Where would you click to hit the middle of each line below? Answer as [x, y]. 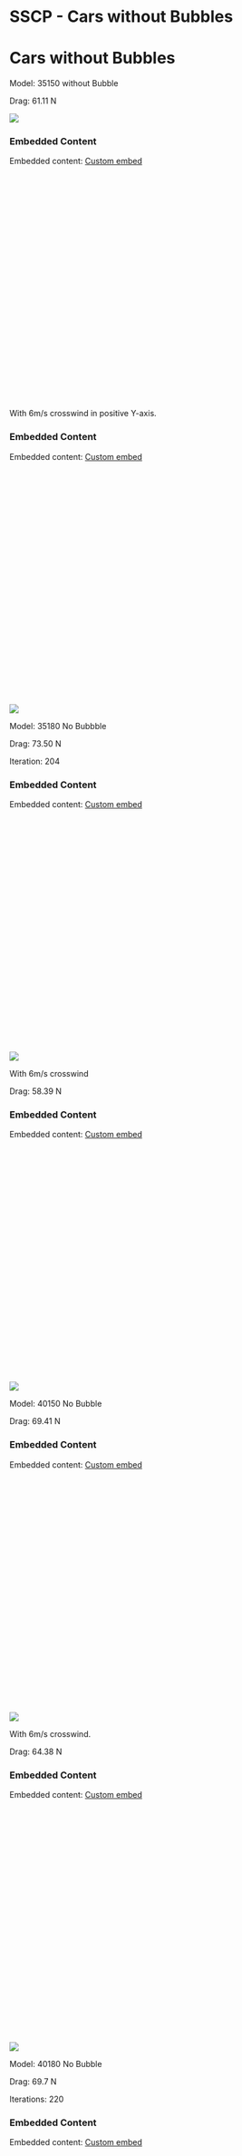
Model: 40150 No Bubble [56, 1404]
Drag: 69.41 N [35, 1421]
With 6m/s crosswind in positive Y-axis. [83, 414]
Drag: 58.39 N [35, 1091]
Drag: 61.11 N [33, 101]
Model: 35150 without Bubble [64, 83]
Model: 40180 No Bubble [56, 2063]
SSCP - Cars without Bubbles [121, 17]
